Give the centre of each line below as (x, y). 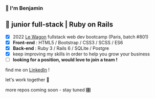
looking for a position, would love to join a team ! (65, 59)
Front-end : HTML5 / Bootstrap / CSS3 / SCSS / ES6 (68, 42)
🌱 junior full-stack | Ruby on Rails (59, 25)
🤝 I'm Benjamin (24, 8)
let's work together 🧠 (27, 80)
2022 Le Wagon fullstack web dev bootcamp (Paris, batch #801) (81, 37)
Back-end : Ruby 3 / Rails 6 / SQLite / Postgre (61, 48)
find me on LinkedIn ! (28, 70)
